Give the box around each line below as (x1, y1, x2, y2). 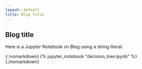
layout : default (5, 7, 39, 12)
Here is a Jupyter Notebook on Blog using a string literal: (5, 43, 123, 50)
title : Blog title (5, 12, 44, 17)
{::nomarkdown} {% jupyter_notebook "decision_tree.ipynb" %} (5, 53, 137, 59)
